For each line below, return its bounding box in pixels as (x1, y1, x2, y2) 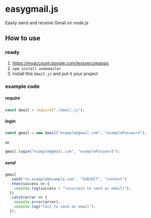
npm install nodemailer (12, 66, 62, 71)
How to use (5, 34, 40, 42)
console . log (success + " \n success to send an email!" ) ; (14, 186, 132, 191)
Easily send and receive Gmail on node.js (5, 20, 89, 26)
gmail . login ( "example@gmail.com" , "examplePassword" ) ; (5, 149, 120, 154)
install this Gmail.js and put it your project (12, 71, 98, 76)
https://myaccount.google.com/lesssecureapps (12, 60, 109, 66)
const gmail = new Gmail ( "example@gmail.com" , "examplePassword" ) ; (5, 131, 147, 136)
